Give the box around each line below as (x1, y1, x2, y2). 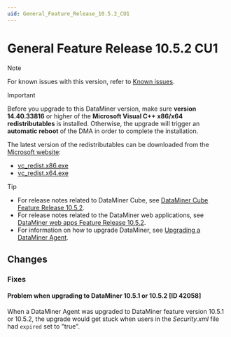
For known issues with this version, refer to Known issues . (7, 77, 175, 85)
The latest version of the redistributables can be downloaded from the (7, 140, 209, 149)
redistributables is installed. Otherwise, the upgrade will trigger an (7, 119, 200, 128)
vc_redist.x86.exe (17, 161, 69, 170)
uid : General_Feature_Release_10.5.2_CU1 (7, 10, 130, 18)
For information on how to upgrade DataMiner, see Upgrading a (17, 226, 201, 234)
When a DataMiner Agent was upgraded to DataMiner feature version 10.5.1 (7, 308, 224, 316)
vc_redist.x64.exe (17, 169, 69, 177)
